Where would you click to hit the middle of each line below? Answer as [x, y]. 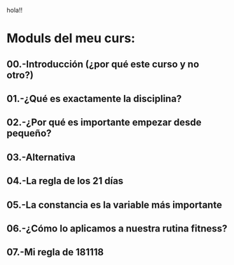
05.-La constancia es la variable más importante [114, 205]
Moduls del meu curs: [71, 38]
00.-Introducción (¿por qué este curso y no [103, 64]
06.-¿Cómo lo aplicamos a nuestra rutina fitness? [117, 228]
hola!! [14, 10]
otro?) [20, 75]
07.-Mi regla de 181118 [55, 252]
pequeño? [29, 133]
